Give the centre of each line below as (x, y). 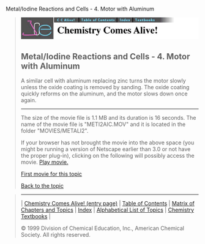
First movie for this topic (51, 174)
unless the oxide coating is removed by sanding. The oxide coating (105, 87)
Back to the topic (42, 186)
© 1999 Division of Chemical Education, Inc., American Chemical (102, 228)
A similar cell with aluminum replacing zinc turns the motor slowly (103, 81)
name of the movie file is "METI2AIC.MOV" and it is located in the (103, 124)
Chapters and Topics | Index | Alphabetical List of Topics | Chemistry (107, 210)
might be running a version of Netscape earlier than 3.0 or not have (106, 149)
